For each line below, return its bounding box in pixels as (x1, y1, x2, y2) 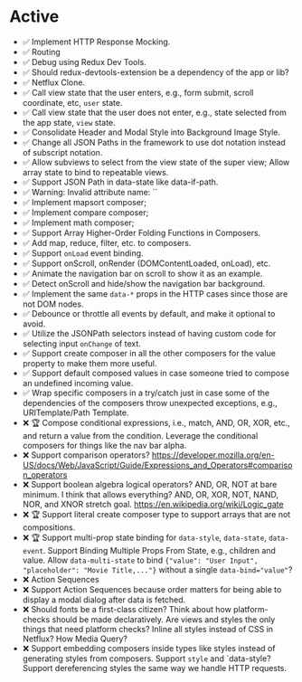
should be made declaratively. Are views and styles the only (52, 613, 276, 625)
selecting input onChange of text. (22, 337, 142, 349)
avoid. (22, 318, 46, 329)
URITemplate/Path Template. (22, 407, 129, 418)
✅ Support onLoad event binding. (22, 247, 144, 259)
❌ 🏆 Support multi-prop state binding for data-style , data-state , (22, 532, 267, 543)
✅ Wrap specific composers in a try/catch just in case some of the (22, 387, 269, 398)
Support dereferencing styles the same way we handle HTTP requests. (22, 662, 288, 673)
